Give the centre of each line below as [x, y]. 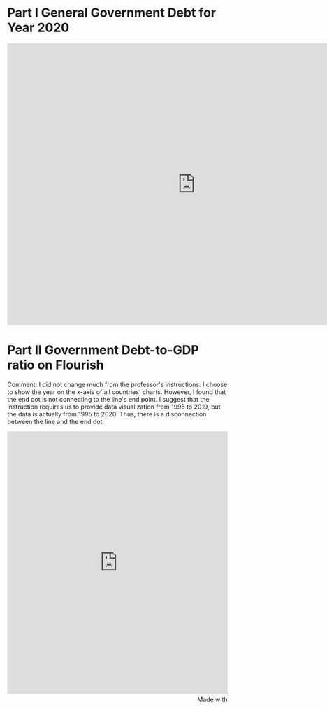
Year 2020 [38, 28]
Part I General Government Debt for [112, 13]
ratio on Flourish [56, 365]
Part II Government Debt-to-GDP [103, 350]
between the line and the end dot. [56, 421]
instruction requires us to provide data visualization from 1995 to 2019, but [114, 407]
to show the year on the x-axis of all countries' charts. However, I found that [116, 392]
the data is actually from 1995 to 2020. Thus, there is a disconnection [107, 414]
